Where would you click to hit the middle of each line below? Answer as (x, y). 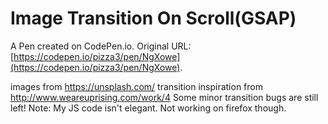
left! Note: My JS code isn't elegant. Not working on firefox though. (148, 108)
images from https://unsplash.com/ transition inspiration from (136, 86)
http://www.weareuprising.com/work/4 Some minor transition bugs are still (164, 97)
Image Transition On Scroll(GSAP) (153, 18)
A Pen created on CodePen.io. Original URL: (101, 46)
